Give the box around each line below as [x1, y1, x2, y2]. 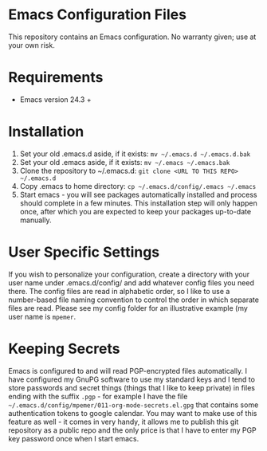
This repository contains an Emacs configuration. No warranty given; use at [8, 32, 257, 41]
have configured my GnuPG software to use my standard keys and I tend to [8, 375, 255, 384]
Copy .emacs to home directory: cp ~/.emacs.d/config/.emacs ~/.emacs [19, 181, 257, 190]
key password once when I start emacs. [8, 433, 139, 443]
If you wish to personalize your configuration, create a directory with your [8, 269, 249, 279]
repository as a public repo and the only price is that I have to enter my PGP [8, 425, 257, 435]
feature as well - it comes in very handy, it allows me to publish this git [8, 417, 239, 426]
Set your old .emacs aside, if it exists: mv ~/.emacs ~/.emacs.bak [19, 157, 230, 167]
